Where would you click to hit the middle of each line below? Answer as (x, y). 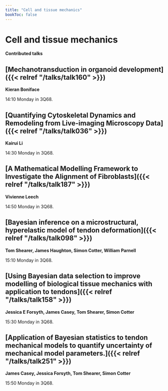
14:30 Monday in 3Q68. (30, 153)
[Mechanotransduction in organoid (61, 69)
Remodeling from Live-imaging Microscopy (75, 123)
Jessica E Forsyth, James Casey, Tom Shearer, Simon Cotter (70, 312)
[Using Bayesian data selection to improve (73, 276)
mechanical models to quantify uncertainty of (79, 345)
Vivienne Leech (22, 197)
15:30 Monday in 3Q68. (30, 322)
